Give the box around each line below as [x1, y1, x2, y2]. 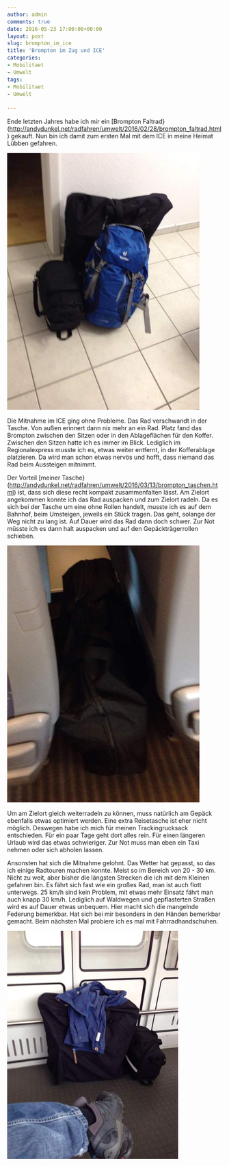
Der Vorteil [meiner [7, 473, 61, 482]
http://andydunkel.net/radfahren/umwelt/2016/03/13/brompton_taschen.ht [9, 481, 218, 489]
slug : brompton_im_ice [7, 40, 72, 47]
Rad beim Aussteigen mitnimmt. [7, 460, 97, 469]
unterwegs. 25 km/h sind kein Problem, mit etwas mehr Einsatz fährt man [7, 888, 214, 897]
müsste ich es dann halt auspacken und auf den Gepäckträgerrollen [7, 525, 198, 533]
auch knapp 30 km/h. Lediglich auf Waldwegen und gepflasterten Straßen [7, 895, 215, 904]
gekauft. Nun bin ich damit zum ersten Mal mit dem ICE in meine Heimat [11, 132, 213, 140]
